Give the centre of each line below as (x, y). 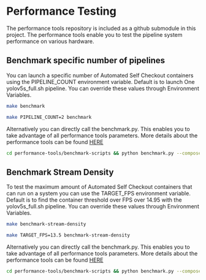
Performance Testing (61, 11)
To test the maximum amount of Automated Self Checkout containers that (99, 187)
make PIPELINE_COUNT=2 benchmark (49, 117)
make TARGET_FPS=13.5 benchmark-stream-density (68, 235)
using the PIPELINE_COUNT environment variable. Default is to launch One (101, 81)
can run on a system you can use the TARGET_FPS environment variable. (99, 194)
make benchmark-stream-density (46, 224)
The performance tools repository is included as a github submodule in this (101, 28)
